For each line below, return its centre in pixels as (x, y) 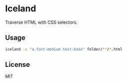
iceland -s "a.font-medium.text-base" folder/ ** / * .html (64, 49)
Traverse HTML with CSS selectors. (42, 22)
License (18, 65)
